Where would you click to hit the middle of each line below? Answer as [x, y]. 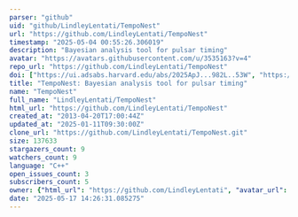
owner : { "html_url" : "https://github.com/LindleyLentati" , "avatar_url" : [149, 190]
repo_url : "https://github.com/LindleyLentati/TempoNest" [118, 67]
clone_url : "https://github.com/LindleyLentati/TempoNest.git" [129, 133]
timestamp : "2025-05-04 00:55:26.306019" [87, 42]
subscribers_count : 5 [49, 182]
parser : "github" [41, 17]
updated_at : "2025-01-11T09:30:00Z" [77, 125]
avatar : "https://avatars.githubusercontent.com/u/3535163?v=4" [130, 58]
